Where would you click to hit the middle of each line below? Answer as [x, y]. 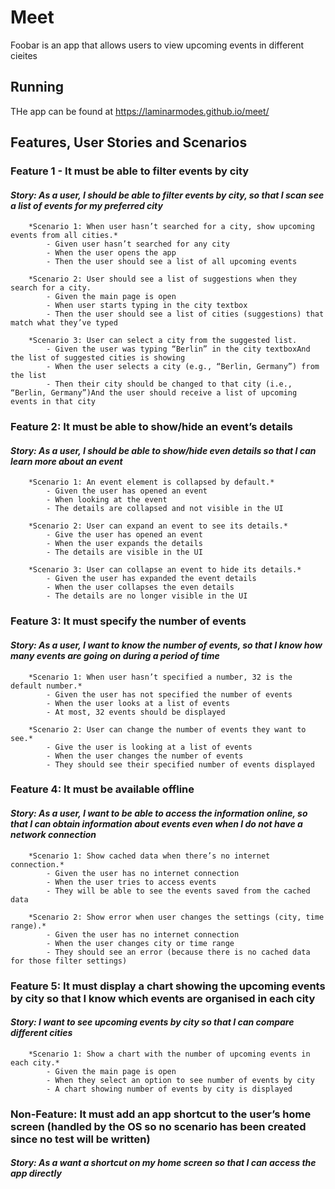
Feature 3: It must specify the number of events [128, 621]
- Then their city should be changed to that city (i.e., [169, 384]
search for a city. [51, 288]
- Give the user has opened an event [124, 535]
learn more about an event [66, 461]
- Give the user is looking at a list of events [149, 747]
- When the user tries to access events [131, 882]
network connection [53, 835]
